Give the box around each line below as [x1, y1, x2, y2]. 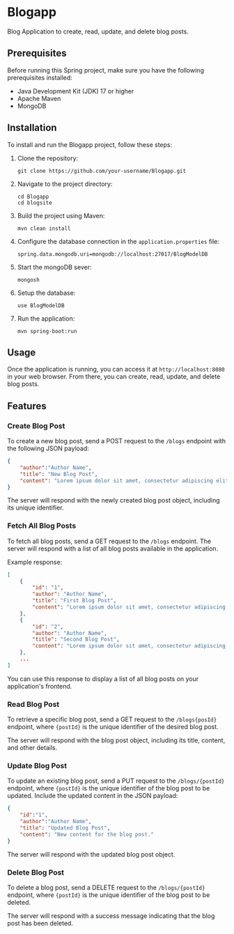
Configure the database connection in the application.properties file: [17, 237, 220, 245]
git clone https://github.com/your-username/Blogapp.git [17, 167, 187, 174]
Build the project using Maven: [17, 211, 105, 220]
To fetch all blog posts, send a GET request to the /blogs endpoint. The [7, 537, 211, 545]
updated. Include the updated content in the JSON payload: [7, 792, 178, 800]
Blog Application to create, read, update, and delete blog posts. [7, 27, 189, 36]
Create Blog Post [7, 421, 65, 431]
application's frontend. [7, 682, 72, 690]
